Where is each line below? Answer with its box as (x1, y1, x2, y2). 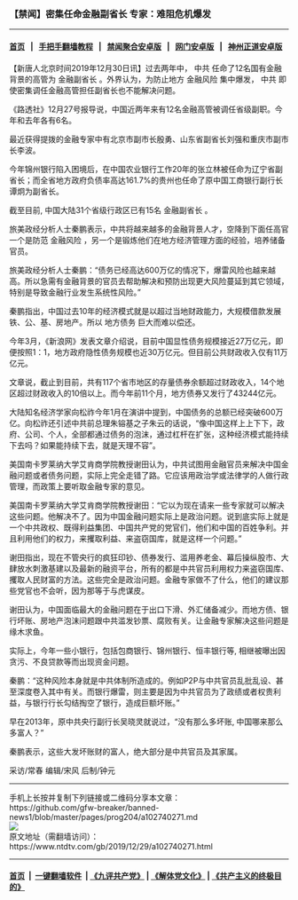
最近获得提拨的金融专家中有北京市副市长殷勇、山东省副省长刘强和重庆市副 (9, 133, 281, 144)
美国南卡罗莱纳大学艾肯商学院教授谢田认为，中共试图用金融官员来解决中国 (9, 459, 281, 470)
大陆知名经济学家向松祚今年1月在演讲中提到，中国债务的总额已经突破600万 (9, 407, 284, 417)
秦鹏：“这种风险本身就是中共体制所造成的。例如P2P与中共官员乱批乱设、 (9, 675, 277, 685)
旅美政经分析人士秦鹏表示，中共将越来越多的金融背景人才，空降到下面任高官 (9, 224, 289, 234)
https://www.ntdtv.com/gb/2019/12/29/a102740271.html (9, 841, 213, 851)
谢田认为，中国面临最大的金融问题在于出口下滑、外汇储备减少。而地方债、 (9, 604, 281, 614)
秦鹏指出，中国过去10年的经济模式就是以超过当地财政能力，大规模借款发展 (9, 305, 282, 316)
